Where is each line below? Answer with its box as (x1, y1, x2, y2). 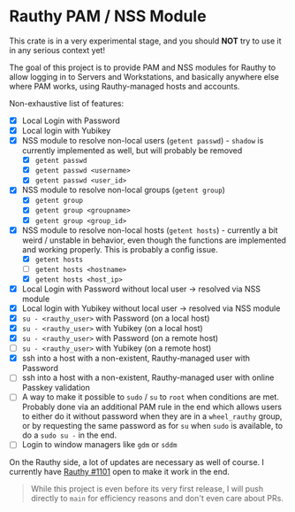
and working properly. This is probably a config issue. (21, 244, 218, 254)
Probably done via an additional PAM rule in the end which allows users (21, 401, 283, 413)
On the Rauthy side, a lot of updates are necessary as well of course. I (9, 457, 265, 468)
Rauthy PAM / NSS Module (9, 6, 207, 27)
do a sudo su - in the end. (21, 430, 117, 440)
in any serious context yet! (9, 44, 106, 55)
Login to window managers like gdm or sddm (21, 439, 178, 450)
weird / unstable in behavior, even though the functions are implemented (21, 235, 287, 245)
